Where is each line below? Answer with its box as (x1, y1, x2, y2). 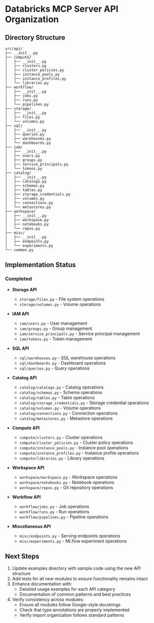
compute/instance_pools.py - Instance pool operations (19, 444, 129, 451)
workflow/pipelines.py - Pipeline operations (19, 514, 109, 520)
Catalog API (12, 374, 37, 380)
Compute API (12, 425, 40, 431)
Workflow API (12, 494, 41, 500)
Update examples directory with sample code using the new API (12, 565, 141, 571)
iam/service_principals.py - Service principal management (19, 330, 140, 336)
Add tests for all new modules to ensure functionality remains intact (12, 576, 148, 581)
